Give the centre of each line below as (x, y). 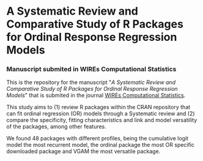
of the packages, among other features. (57, 127)
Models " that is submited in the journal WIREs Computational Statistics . (96, 95)
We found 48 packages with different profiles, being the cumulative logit (97, 138)
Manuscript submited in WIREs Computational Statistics (91, 70)
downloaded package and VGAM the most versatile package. (83, 151)
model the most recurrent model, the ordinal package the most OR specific (100, 145)
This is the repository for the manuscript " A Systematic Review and (91, 82)
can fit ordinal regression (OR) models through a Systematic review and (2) (101, 113)
